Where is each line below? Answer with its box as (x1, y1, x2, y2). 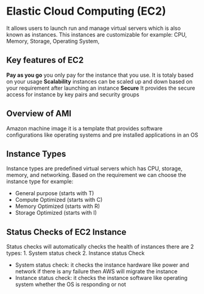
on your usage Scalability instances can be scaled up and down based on (6, 77, 193, 85)
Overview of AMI (6, 109, 72, 119)
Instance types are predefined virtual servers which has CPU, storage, (6, 165, 183, 172)
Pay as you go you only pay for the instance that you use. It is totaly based (6, 71, 194, 79)
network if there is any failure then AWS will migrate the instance (15, 268, 178, 275)
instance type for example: (6, 178, 74, 185)
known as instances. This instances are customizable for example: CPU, (6, 30, 187, 38)
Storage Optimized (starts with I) (15, 209, 97, 217)
